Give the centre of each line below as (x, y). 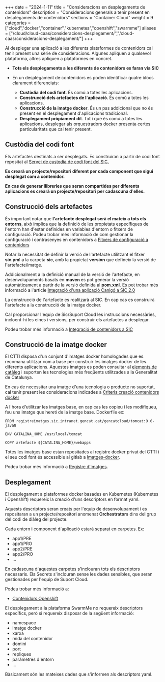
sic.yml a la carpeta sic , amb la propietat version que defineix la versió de (81, 259)
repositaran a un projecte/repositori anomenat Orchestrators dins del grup (81, 514)
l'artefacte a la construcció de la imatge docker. (53, 305)
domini (19, 644)
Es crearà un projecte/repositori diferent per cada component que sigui (79, 171)
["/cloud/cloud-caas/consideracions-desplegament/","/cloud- (72, 33)
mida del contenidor (32, 639)
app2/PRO (23, 554)
